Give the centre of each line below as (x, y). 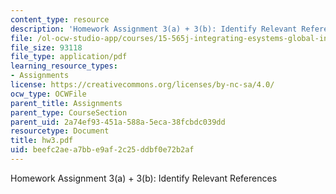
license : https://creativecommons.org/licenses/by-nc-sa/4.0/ (142, 85)
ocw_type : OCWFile (48, 94)
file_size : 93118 (46, 47)
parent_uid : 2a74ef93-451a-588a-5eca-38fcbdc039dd (118, 122)
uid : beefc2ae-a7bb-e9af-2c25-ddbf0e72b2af (102, 150)
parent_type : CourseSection (69, 112)
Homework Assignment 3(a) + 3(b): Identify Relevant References (144, 178)
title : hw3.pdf (42, 141)
